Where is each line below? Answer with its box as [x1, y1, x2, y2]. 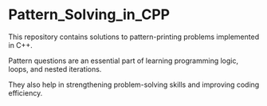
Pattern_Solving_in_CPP [8, 6, 170, 24]
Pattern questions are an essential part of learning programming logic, [8, 56, 239, 65]
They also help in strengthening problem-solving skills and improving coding [8, 80, 260, 89]
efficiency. [8, 88, 43, 97]
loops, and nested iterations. [8, 64, 102, 73]
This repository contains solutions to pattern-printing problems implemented [8, 32, 260, 41]
